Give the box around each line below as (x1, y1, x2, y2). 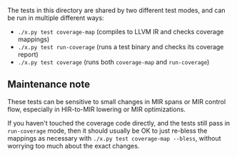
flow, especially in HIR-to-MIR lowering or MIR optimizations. (7, 105, 186, 113)
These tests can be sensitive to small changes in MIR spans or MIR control (7, 97, 226, 106)
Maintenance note (7, 78, 91, 91)
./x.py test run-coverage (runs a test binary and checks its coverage (17, 43, 224, 51)
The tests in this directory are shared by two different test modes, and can (7, 6, 226, 14)
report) (17, 50, 39, 59)
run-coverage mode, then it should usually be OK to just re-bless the (7, 126, 208, 135)
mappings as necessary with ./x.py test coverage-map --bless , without (7, 133, 221, 142)
